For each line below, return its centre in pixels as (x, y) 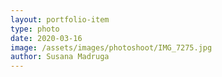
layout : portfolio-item (60, 19)
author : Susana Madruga (60, 57)
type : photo (35, 29)
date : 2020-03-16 (46, 38)
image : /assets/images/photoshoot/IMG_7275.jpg (111, 47)
